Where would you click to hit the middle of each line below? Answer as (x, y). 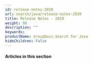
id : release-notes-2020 (29, 9)
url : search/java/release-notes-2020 (43, 14)
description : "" (21, 28)
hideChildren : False (26, 41)
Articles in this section (28, 57)
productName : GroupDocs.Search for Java (47, 37)
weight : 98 (16, 23)
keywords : (15, 32)
